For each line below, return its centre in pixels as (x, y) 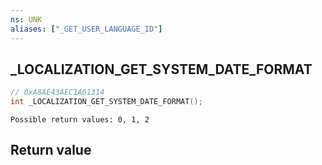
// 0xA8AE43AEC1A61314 (57, 92)
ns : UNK (26, 19)
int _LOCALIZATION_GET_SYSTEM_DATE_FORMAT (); (106, 102)
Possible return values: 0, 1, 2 (80, 120)
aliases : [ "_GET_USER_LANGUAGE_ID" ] (86, 29)
